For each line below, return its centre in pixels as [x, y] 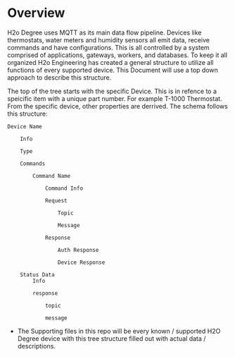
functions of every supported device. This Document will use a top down [113, 70]
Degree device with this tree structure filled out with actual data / [112, 338]
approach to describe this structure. [59, 77]
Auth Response [78, 250]
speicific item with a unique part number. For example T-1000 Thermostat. [115, 98]
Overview [36, 13]
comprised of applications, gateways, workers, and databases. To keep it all [117, 55]
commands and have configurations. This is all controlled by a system [108, 47]
